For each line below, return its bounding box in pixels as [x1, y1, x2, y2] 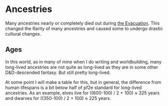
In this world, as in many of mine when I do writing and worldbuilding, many [5, 59, 162, 65]
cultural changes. [5, 31, 41, 37]
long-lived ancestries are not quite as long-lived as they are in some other [5, 64, 158, 70]
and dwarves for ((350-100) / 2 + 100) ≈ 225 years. [5, 95, 112, 101]
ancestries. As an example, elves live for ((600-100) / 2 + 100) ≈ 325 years [5, 89, 160, 96]
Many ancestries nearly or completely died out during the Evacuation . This [5, 20, 160, 26]
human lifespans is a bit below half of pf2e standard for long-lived [5, 84, 142, 90]
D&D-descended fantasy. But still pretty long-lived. [5, 69, 111, 75]
